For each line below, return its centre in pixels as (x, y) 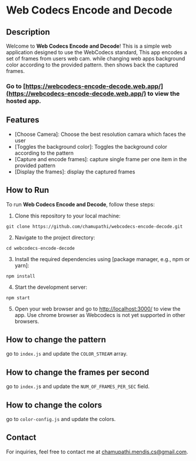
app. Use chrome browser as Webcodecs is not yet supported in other (100, 315)
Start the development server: (51, 287)
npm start (18, 298)
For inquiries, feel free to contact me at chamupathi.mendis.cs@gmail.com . (97, 452)
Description (28, 32)
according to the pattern (44, 153)
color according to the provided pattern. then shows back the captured (92, 65)
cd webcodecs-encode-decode (41, 248)
